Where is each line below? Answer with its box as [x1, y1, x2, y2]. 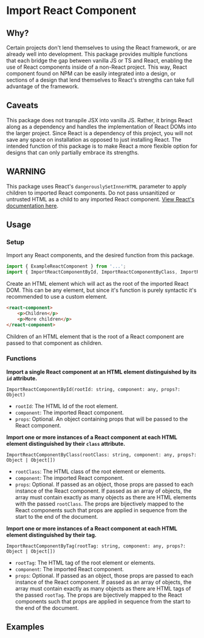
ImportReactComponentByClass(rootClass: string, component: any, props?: [6, 451, 197, 458]
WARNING [6, 167, 46, 177]
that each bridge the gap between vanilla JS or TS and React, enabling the [6, 57, 192, 64]
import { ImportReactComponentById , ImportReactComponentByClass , [6, 269, 178, 276]
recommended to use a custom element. [6, 293, 107, 300]
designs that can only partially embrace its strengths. [6, 148, 140, 156]
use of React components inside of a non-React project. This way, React [6, 63, 188, 71]
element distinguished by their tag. [6, 531, 97, 538]
